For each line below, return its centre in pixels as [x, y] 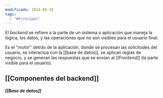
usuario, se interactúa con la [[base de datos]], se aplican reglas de [73, 52]
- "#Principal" [25, 19]
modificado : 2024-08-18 [29, 10]
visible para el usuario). [29, 63]
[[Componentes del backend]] [52, 78]
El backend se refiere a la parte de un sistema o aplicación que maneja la [79, 33]
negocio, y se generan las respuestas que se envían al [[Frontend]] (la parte [81, 58]
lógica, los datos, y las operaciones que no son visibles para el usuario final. [82, 38]
